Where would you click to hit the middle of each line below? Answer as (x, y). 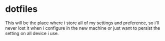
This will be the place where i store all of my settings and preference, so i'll (82, 23)
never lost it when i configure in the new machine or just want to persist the (83, 28)
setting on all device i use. (32, 33)
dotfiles (21, 9)
